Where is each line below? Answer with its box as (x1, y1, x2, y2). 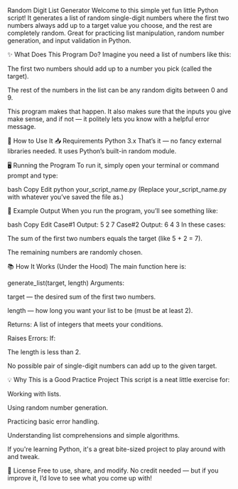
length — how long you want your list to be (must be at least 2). (7, 307, 193, 314)
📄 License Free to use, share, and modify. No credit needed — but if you (7, 466, 219, 475)
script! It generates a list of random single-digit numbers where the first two (7, 14, 229, 22)
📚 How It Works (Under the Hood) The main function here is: (7, 262, 187, 270)
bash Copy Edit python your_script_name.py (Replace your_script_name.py (7, 185, 227, 193)
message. (7, 123, 36, 130)
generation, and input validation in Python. (7, 36, 131, 45)
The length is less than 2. (7, 348, 82, 356)
